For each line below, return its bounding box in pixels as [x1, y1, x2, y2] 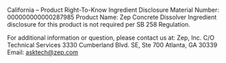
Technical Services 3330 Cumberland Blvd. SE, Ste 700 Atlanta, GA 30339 [7, 41, 218, 49]
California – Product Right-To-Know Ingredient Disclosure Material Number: [7, 6, 220, 14]
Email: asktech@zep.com [7, 48, 79, 56]
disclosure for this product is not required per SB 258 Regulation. [7, 21, 190, 28]
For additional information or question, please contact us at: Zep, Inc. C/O [7, 34, 214, 42]
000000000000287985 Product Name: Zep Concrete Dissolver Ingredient [7, 13, 217, 21]
